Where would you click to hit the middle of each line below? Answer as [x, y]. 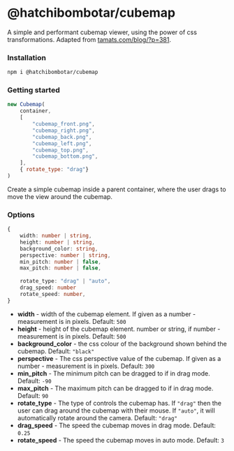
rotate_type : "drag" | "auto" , [65, 281]
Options [21, 214]
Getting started [34, 90]
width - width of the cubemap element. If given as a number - [107, 314]
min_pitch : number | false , [60, 262]
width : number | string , [56, 236]
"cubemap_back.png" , [62, 137]
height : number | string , [58, 242]
